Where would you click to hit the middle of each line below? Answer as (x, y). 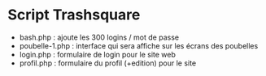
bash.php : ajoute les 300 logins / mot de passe (99, 37)
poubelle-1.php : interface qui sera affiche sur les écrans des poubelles (139, 45)
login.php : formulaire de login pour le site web (98, 54)
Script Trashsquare (74, 15)
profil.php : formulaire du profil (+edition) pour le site (108, 63)
